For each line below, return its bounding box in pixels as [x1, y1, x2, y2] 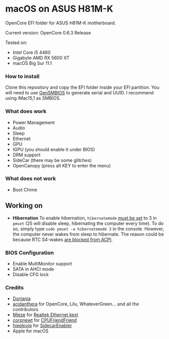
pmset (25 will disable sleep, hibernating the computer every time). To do [12, 220, 164, 226]
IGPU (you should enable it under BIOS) [12, 146, 95, 152]
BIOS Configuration [5, 249, 54, 256]
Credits [5, 284, 24, 291]
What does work [5, 108, 47, 115]
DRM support [12, 152, 40, 158]
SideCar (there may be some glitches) [12, 157, 92, 163]
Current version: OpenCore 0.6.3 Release [5, 29, 91, 36]
